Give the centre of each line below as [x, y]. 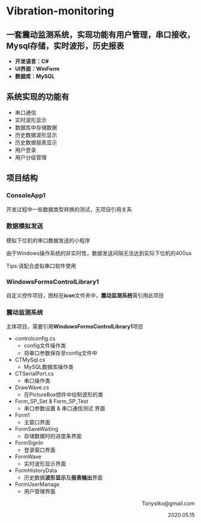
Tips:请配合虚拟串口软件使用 [41, 266]
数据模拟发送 [25, 226]
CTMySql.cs [30, 360]
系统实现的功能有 [38, 97]
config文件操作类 [45, 346]
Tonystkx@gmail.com [168, 503]
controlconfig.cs [35, 339]
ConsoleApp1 [26, 196]
